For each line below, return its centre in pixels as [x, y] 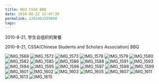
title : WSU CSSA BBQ [26, 9]
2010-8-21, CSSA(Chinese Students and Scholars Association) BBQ [72, 47]
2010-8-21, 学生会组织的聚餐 [33, 37]
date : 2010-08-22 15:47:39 [32, 14]
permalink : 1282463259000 [31, 18]
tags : [10, 23]
